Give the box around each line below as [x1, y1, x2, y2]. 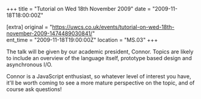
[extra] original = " [6, 24, 53, 30]
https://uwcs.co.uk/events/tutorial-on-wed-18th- [51, 24, 175, 30]
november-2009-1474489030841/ [6, 30, 93, 37]
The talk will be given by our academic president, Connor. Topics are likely [6, 48, 194, 55]
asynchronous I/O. [6, 61, 53, 68]
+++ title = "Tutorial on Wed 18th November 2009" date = [6, 5, 152, 12]
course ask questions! [6, 86, 62, 93]
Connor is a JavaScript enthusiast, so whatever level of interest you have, [6, 73, 191, 80]
